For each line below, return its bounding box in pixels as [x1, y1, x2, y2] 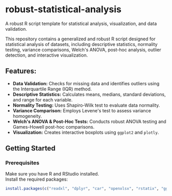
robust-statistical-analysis [5, 4, 122, 15]
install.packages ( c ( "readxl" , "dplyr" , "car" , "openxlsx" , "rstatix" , [5, 186, 159, 191]
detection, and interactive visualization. [5, 52, 88, 58]
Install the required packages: [5, 176, 68, 182]
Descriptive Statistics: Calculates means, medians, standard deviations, [12, 91, 166, 97]
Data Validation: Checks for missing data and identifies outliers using [12, 80, 160, 86]
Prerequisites [5, 159, 39, 166]
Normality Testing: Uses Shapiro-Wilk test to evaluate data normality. [12, 102, 160, 108]
